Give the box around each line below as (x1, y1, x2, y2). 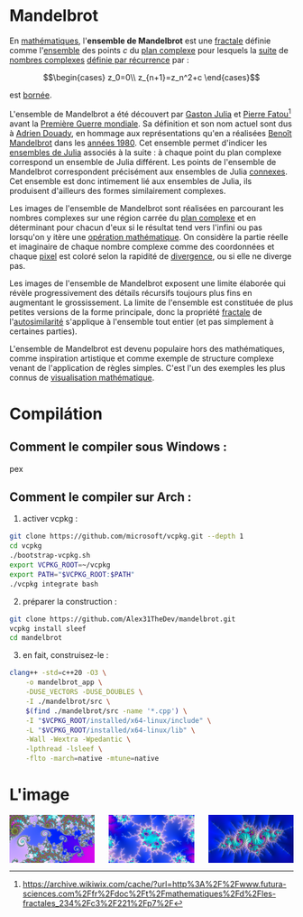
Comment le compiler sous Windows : (9, 440, 227, 455)
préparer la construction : (22, 596, 117, 607)
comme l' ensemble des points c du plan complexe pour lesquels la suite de (9, 44, 289, 55)
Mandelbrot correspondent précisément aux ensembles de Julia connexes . (9, 166, 289, 177)
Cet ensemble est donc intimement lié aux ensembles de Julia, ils (9, 175, 252, 186)
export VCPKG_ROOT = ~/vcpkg (9, 560, 111, 570)
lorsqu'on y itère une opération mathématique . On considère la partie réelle (9, 231, 289, 242)
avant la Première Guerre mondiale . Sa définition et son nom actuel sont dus (9, 118, 293, 129)
